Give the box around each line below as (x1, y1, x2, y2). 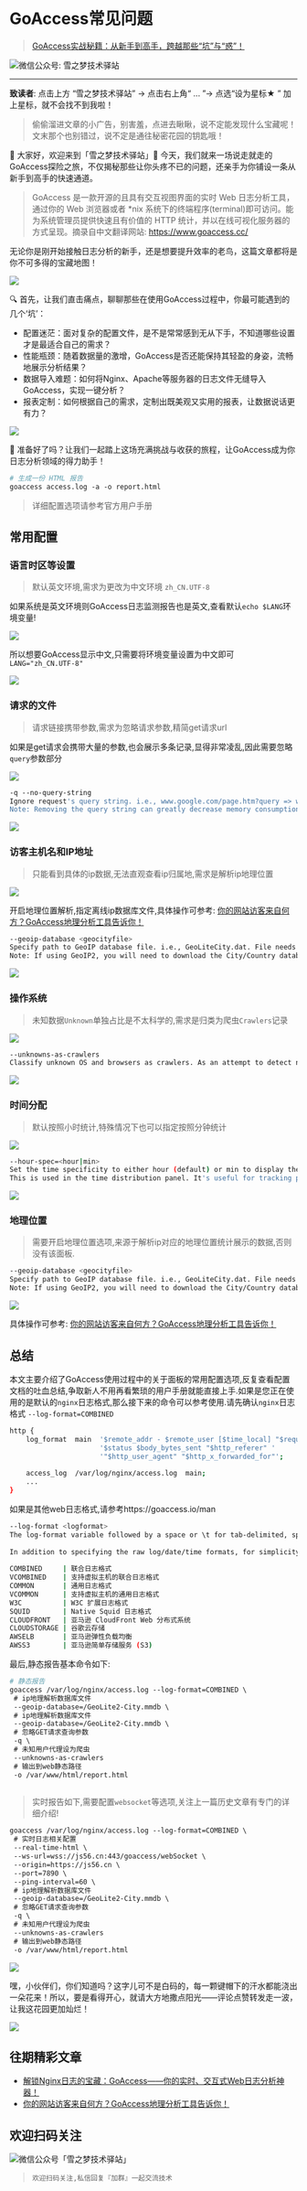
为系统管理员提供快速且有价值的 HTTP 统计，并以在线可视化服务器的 (31, 214, 291, 225)
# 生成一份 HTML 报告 (9, 473, 84, 483)
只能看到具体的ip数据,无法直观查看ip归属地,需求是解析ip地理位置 (31, 868, 274, 879)
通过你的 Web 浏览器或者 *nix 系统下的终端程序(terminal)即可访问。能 (31, 203, 294, 214)
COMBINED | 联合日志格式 (9, 1564, 112, 1573)
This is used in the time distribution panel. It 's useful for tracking (9, 1174, 292, 1183)
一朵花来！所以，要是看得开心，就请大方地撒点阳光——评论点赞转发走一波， (9, 1992, 298, 2003)
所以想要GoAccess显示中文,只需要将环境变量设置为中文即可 (9, 649, 235, 660)
